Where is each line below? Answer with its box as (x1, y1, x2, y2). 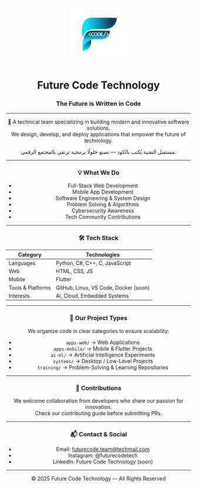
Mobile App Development (72, 188, 134, 195)
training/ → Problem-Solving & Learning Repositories (37, 364, 169, 371)
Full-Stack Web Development (67, 182, 138, 189)
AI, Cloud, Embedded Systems (55, 292, 129, 299)
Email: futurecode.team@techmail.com (56, 446, 150, 453)
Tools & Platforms (8, 284, 51, 291)
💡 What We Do (77, 169, 120, 177)
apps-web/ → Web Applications (66, 339, 140, 346)
